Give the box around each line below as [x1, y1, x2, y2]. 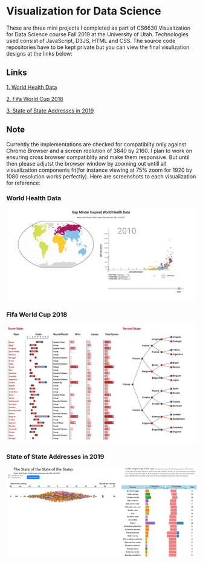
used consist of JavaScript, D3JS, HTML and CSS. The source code [6, 37, 176, 44]
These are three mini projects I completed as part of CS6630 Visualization [6, 24, 191, 31]
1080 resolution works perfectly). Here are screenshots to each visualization [6, 172, 196, 180]
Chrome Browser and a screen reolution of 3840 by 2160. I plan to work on [6, 147, 193, 154]
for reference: [6, 179, 41, 186]
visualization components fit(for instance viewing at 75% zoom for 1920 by [6, 166, 193, 174]
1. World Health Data [6, 83, 57, 91]
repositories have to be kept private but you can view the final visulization [6, 44, 190, 51]
